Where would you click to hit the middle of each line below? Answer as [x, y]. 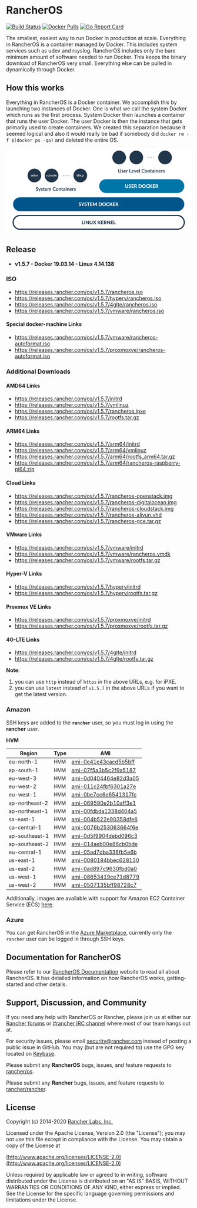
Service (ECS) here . [30, 905]
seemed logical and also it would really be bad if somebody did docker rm [95, 133]
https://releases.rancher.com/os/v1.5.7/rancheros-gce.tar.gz [88, 521]
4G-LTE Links [23, 639]
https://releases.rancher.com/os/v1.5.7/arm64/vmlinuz [81, 450]
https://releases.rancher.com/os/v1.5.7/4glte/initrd [76, 652]
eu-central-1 [25, 852]
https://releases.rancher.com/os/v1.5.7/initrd [68, 399]
